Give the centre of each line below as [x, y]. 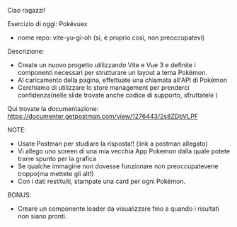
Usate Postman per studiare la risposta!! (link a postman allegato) [112, 144]
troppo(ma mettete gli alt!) [56, 174]
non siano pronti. [42, 216]
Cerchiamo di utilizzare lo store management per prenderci [103, 87]
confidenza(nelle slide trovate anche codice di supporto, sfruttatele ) [117, 95]
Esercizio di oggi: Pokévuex [47, 24]
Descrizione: [26, 51]
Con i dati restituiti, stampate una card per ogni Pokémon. [102, 181]
